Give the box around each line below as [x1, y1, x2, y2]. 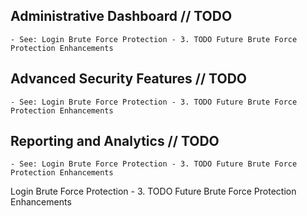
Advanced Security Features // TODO [10, 70, 247, 88]
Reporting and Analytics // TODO [10, 133, 220, 150]
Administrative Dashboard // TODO [10, 8, 233, 25]
